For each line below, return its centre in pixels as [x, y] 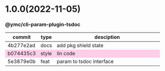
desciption [107, 37]
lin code [66, 54]
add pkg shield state [80, 45]
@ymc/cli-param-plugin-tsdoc [43, 25]
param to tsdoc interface [85, 62]
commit [22, 37]
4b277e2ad [21, 45]
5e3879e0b [22, 62]
